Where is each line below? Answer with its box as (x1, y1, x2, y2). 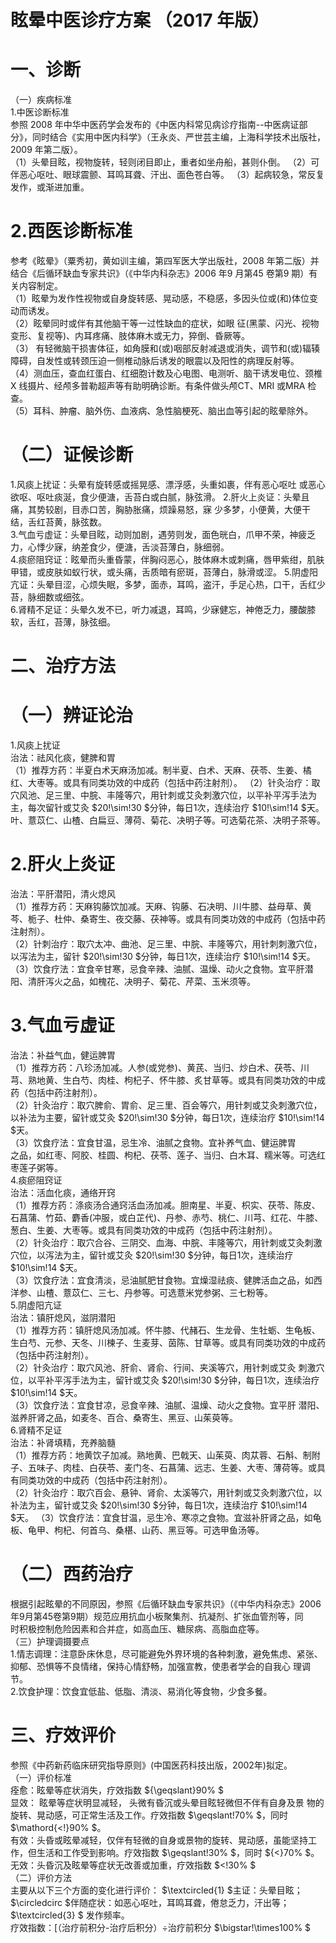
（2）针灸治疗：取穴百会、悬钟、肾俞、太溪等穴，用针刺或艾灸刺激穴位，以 (10, 1487, 323, 1498)
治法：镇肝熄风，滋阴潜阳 (10, 1312, 116, 1323)
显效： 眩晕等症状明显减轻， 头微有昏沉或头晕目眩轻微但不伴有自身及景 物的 (10, 1796, 325, 1808)
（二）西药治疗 (10, 1563, 134, 1586)
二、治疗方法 (10, 655, 117, 678)
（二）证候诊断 (10, 444, 134, 466)
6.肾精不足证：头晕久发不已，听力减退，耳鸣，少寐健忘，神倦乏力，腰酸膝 (10, 604, 317, 615)
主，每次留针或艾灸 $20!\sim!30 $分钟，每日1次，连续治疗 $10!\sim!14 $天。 (10, 802, 325, 814)
